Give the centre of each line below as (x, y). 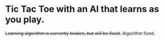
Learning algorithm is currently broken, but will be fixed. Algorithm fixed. (80, 33)
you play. (25, 20)
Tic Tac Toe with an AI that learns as (82, 9)
